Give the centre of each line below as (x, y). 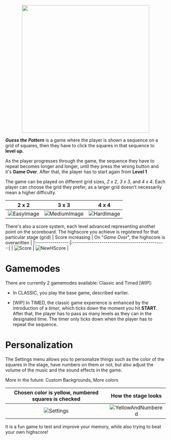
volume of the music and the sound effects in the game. (64, 370)
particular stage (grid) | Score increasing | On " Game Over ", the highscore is (85, 237)
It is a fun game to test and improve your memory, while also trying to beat (83, 426)
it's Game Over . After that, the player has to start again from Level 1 (76, 172)
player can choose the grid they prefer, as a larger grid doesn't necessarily (83, 187)
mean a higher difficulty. (31, 192)
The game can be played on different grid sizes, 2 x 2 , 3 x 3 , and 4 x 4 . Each (85, 182)
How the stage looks (136, 396)
